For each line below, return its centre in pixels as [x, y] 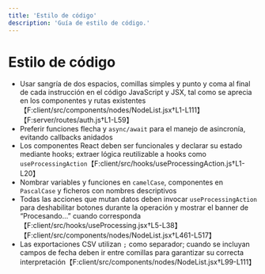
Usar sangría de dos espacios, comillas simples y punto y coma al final [135, 84]
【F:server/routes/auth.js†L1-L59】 [76, 120]
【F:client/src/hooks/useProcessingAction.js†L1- [166, 164]
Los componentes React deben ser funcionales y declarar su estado [131, 146]
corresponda [119, 216]
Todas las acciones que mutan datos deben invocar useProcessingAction [138, 200]
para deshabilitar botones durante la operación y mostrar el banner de [134, 207]
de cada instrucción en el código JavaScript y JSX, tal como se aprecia [136, 93]
